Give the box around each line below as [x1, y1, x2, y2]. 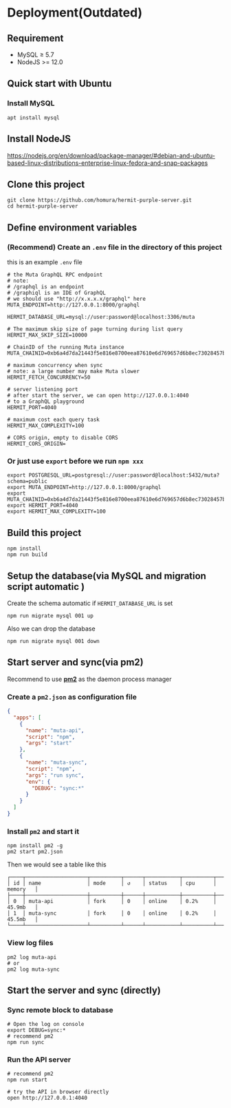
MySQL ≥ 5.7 [16, 50, 54, 59]
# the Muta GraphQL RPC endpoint [7, 271, 103, 278]
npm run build [7, 551, 48, 558]
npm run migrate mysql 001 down [7, 637, 100, 644]
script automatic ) [7, 581, 85, 593]
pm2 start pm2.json [7, 849, 63, 855]
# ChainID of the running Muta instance [7, 344, 125, 350]
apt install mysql [7, 114, 60, 121]
